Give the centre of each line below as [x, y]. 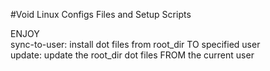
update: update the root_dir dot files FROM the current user [132, 55]
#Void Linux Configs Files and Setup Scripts [101, 14]
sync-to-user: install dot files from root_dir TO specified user [135, 44]
